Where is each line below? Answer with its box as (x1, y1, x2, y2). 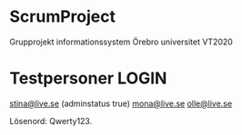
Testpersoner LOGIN (9, 68, 167, 89)
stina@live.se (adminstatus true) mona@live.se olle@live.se (9, 98, 233, 109)
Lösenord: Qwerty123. (9, 115, 93, 126)
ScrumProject (9, 6, 116, 27)
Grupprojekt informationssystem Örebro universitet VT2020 (9, 36, 234, 47)
